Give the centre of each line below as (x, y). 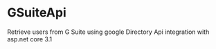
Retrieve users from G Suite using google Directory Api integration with (108, 32)
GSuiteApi (37, 13)
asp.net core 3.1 (30, 39)
